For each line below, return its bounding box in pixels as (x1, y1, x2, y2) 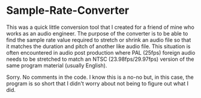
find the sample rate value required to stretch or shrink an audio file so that (6, 36, 191, 43)
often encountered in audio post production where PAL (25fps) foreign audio (6, 49, 196, 56)
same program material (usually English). (6, 61, 107, 69)
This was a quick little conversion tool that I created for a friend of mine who (6, 23, 195, 31)
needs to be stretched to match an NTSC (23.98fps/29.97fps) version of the (6, 55, 194, 63)
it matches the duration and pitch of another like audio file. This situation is (6, 43, 191, 50)
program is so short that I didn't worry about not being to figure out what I (6, 79, 189, 87)
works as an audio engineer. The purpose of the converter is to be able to (6, 29, 188, 37)
